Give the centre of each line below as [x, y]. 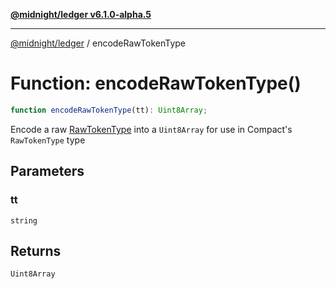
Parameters [47, 171]
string [24, 220]
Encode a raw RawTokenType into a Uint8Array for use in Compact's [151, 129]
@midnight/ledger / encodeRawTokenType [98, 43]
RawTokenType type [48, 140]
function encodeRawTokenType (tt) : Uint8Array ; [109, 110]
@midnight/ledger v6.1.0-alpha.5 [81, 14]
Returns [36, 250]
